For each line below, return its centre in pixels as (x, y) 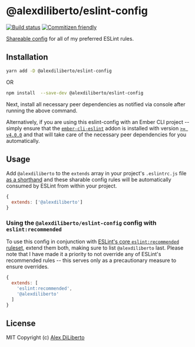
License (21, 323)
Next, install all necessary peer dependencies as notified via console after (96, 104)
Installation (27, 57)
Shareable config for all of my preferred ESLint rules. (70, 38)
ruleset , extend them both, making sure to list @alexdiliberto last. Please (95, 248)
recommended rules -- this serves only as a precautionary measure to (91, 260)
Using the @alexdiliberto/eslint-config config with (81, 222)
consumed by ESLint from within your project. (62, 186)
